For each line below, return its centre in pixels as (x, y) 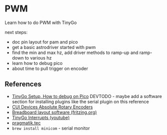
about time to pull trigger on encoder (50, 68)
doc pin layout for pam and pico (45, 42)
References (23, 84)
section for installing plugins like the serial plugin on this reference (80, 101)
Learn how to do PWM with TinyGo (41, 22)
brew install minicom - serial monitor (51, 128)
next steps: (16, 32)
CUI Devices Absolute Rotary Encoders (52, 107)
